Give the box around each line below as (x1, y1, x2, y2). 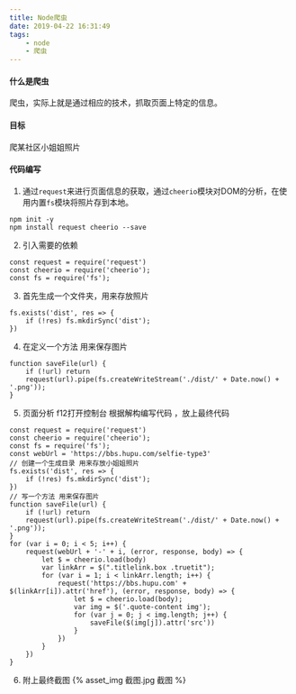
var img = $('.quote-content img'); (73, 602, 211, 611)
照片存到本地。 (77, 196, 134, 207)
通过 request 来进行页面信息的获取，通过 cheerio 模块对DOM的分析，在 (22, 186, 280, 196)
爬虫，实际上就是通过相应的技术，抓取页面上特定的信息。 (9, 97, 222, 108)
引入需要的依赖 (22, 240, 78, 251)
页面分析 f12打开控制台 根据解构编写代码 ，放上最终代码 (22, 407, 230, 418)
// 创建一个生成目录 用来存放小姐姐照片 (9, 459, 139, 468)
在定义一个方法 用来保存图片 (22, 341, 128, 352)
